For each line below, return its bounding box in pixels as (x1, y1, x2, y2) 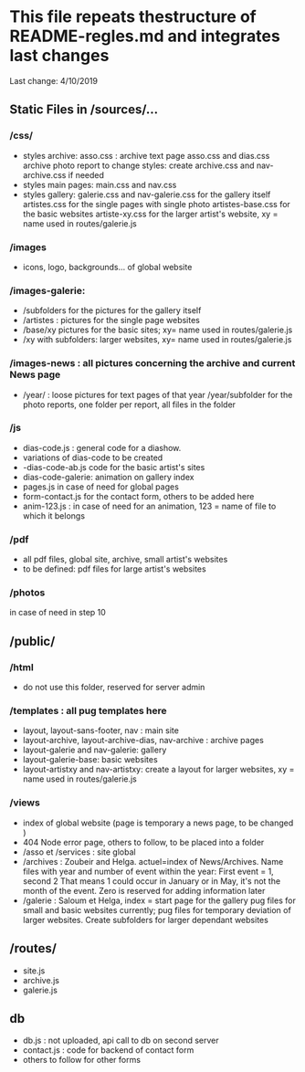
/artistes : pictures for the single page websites (22, 315, 201, 326)
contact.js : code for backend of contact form (22, 1045, 195, 1056)
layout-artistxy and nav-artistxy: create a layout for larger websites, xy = (22, 764, 295, 775)
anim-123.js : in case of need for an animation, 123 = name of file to (22, 500, 277, 511)
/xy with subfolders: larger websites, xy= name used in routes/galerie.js (22, 334, 292, 345)
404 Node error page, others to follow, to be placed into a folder (22, 836, 265, 847)
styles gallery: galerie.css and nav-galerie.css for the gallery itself (22, 189, 271, 200)
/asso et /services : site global (22, 846, 136, 857)
